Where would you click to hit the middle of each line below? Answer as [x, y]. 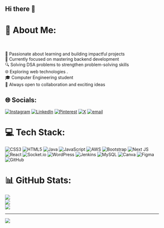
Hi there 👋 [20, 9]
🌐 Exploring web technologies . [37, 72]
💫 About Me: [31, 30]
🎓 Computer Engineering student [39, 78]
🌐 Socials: [21, 100]
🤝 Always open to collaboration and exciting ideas [55, 85]
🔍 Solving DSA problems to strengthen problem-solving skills [67, 65]
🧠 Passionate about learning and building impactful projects [65, 54]
